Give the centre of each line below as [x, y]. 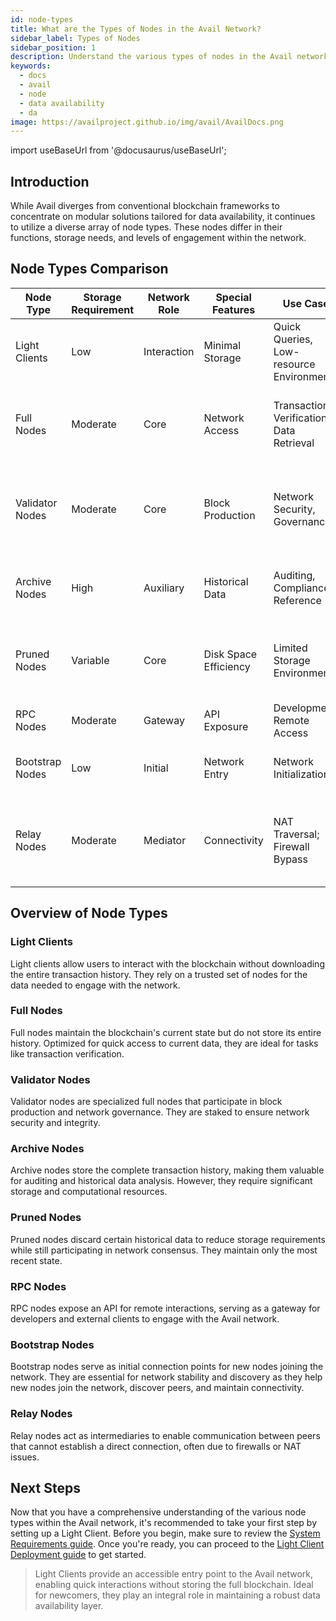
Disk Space [230, 654]
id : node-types [42, 19]
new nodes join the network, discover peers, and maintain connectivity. [157, 1388]
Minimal [222, 345]
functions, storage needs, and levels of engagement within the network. [158, 238]
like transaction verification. [67, 1053]
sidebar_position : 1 [53, 47]
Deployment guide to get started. [78, 1555]
